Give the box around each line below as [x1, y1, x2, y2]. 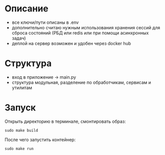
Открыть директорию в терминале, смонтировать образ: [4, 118, 126, 124]
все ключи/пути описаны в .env [11, 19, 79, 25]
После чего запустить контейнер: [4, 137, 76, 143]
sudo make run [4, 146, 34, 151]
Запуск [4, 102, 36, 113]
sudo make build [4, 128, 38, 133]
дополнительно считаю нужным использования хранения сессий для [11, 24, 161, 30]
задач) [11, 35, 26, 41]
